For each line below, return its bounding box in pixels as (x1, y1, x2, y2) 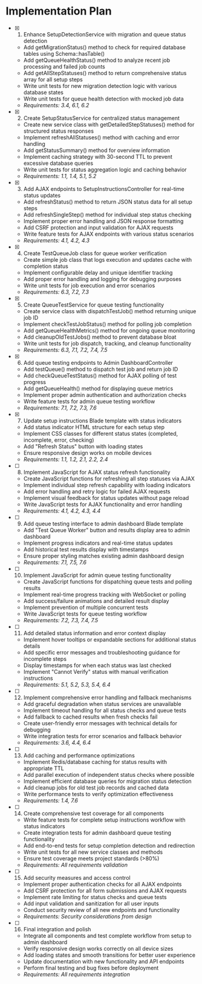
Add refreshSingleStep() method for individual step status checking (23, 211, 192, 218)
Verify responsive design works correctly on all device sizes (23, 945, 174, 952)
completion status (23, 262, 69, 270)
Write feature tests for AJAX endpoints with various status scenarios (23, 230, 194, 238)
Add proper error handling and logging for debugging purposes (23, 275, 182, 282)
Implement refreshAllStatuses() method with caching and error (23, 133, 180, 141)
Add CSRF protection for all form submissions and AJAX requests (23, 886, 187, 894)
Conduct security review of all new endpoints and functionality (23, 906, 180, 913)
